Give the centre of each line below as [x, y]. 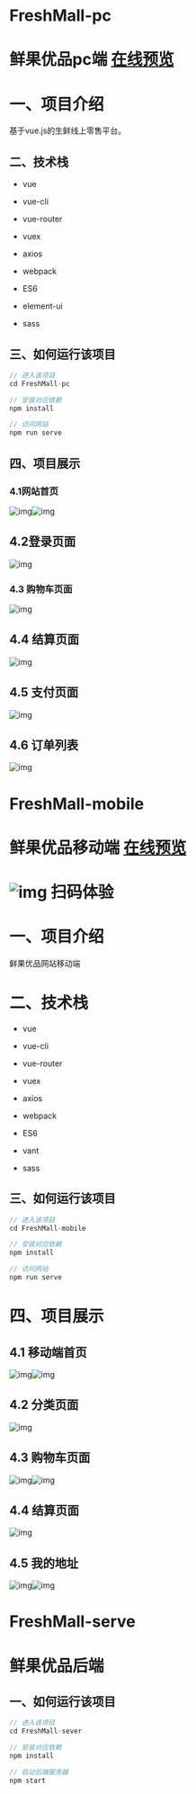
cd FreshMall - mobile [48, 1228]
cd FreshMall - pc [40, 383]
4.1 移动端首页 [48, 1352]
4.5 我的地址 [44, 1563]
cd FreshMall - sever [46, 1731]
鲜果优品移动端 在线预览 [98, 848]
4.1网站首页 [34, 491]
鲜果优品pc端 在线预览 [92, 60]
